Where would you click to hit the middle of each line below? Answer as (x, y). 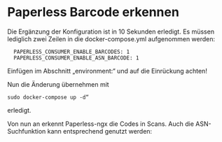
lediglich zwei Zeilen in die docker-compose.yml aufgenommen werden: (111, 38)
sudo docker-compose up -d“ (48, 97)
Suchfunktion (27, 131)
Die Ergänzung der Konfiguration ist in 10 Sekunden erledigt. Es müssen (111, 31)
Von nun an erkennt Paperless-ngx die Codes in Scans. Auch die (101, 124)
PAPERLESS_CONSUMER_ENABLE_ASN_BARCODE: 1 (76, 58)
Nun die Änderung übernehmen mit (58, 84)
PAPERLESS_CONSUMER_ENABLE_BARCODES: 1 (72, 52)
